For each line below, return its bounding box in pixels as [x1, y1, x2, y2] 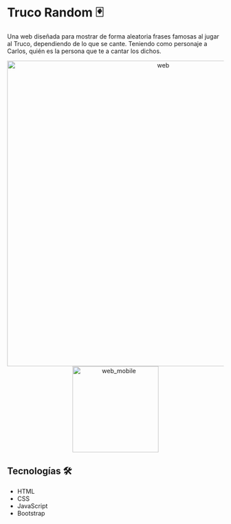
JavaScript [16, 501, 48, 510]
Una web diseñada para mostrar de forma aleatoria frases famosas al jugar [7, 32, 220, 41]
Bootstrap [16, 509, 45, 517]
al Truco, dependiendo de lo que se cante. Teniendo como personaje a [7, 39, 208, 48]
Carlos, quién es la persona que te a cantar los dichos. [7, 47, 162, 55]
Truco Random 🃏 [7, 5, 104, 21]
